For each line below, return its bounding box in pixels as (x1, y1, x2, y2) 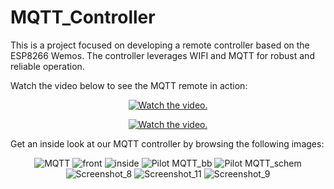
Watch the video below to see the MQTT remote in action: (10, 79, 248, 91)
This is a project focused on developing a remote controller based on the (10, 39, 310, 51)
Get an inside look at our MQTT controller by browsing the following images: (10, 137, 325, 150)
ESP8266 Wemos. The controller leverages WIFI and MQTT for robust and (10, 49, 315, 61)
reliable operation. (10, 60, 85, 72)
